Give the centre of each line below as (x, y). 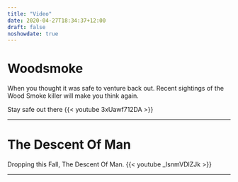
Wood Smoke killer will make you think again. (73, 96)
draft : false (27, 27)
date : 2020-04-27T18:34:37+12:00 (57, 21)
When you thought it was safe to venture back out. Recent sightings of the (116, 89)
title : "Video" (30, 14)
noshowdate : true (33, 34)
